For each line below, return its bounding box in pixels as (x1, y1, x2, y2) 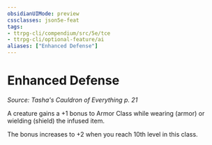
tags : (7, 23, 23, 30)
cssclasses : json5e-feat (7, 17, 79, 24)
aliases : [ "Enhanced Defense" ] (7, 43, 98, 49)
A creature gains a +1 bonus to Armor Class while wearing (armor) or (7, 109, 205, 117)
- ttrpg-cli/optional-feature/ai (7, 36, 105, 43)
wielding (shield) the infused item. (7, 116, 105, 125)
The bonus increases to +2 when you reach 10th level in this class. (7, 130, 198, 138)
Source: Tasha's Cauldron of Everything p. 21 (7, 96, 138, 104)
